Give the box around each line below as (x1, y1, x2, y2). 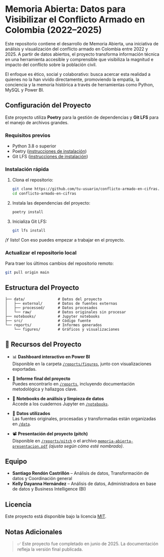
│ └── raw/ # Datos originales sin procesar (5, 310, 126, 314)
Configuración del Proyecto (5, 101, 91, 109)
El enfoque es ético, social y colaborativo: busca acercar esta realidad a (5, 71, 151, 77)
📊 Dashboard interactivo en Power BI (12, 353, 90, 359)
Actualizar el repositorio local (5, 249, 77, 256)
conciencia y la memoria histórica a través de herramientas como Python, (5, 81, 154, 87)
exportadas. (12, 366, 37, 372)
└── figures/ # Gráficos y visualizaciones (14, 327, 120, 332)
